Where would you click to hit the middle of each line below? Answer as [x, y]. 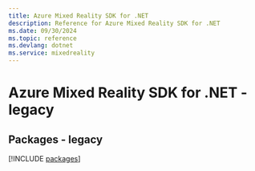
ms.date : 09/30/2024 [43, 31]
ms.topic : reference [43, 38]
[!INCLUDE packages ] [45, 159]
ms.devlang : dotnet [41, 46]
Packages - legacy [55, 139]
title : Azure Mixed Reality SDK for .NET [79, 16]
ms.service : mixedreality [51, 53]
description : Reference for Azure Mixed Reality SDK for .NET [114, 23]
